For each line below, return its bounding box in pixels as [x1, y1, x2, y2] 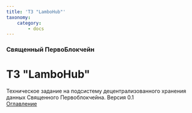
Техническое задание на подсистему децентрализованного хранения [6, 88, 187, 95]
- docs [28, 25, 45, 32]
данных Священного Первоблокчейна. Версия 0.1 [6, 94, 134, 101]
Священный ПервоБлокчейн [6, 46, 95, 54]
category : [17, 20, 42, 26]
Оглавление [6, 100, 37, 108]
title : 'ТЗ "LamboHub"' [6, 8, 66, 15]
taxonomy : [6, 14, 31, 20]
